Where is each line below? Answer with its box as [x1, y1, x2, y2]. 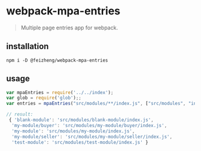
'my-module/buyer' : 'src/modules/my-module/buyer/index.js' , [11, 122, 167, 128]
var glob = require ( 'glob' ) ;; [6, 95, 82, 101]
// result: [6, 111, 33, 117]
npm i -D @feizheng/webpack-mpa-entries [6, 57, 109, 64]
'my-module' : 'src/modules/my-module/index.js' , [11, 128, 135, 134]
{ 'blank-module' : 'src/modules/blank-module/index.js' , [8, 117, 154, 123]
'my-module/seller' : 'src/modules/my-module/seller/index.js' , [11, 134, 172, 140]
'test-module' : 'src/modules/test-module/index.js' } [11, 139, 148, 145]
